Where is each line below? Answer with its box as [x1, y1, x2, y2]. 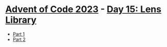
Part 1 [12, 31, 25, 37]
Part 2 [12, 36, 26, 42]
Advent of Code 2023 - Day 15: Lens [5, 4, 162, 15]
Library [5, 14, 37, 26]
